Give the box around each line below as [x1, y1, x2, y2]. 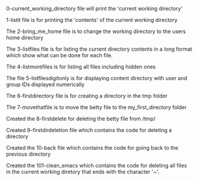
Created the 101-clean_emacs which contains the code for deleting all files [6, 162, 187, 169]
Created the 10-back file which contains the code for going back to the [6, 144, 178, 151]
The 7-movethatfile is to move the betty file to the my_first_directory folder [6, 104, 187, 111]
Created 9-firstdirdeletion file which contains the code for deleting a [6, 127, 173, 133]
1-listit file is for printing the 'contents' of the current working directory [6, 17, 178, 23]
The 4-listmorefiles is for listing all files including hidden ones [6, 63, 156, 70]
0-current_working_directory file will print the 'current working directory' [6, 5, 183, 12]
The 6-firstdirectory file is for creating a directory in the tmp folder [6, 93, 168, 99]
